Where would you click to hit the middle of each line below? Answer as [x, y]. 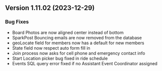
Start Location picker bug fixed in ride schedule [60, 58]
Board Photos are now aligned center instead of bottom [68, 32]
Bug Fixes [17, 22]
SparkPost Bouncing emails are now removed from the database [77, 37]
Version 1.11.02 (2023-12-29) [50, 8]
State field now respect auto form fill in [51, 48]
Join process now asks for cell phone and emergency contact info [79, 53]
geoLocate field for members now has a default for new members [78, 43]
